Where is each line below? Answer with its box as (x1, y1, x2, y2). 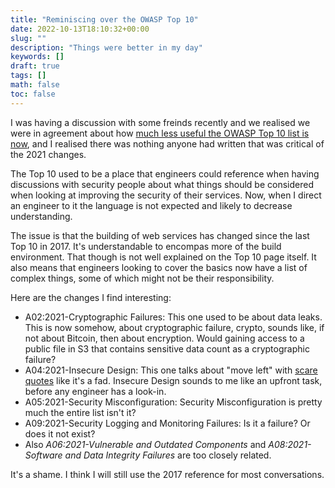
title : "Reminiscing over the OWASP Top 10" (10, 14, 199, 25)
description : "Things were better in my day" (10, 42, 203, 53)
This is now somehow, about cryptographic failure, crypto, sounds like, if (24, 321, 325, 333)
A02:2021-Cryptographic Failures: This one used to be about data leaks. (24, 311, 323, 323)
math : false (10, 80, 60, 90)
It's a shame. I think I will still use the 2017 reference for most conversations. (10, 468, 325, 480)
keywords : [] (10, 52, 65, 62)
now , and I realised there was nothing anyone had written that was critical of (10, 137, 325, 150)
